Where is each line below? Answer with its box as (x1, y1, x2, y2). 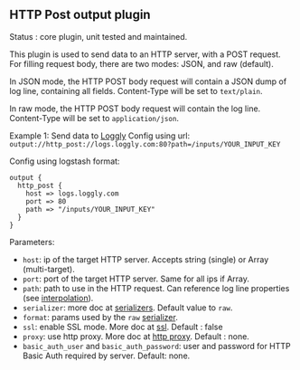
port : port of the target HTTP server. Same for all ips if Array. (22, 273, 250, 284)
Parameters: (9, 236, 55, 247)
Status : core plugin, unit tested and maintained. (9, 31, 188, 42)
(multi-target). (22, 263, 75, 274)
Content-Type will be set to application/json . (9, 112, 179, 123)
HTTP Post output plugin (9, 7, 151, 23)
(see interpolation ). (22, 292, 94, 303)
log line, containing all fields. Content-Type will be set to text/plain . (9, 85, 264, 96)
